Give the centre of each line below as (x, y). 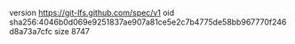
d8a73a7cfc (31, 31)
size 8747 (72, 31)
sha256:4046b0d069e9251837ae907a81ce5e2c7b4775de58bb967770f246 (148, 22)
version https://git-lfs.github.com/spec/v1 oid (92, 13)
